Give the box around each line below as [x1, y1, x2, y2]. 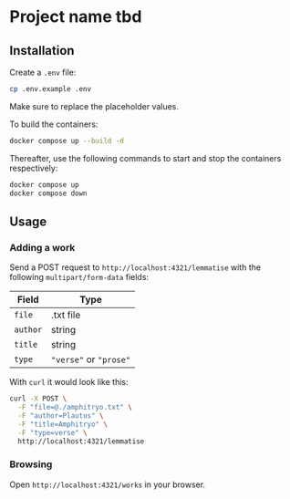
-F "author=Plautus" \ [17, 411, 104, 421]
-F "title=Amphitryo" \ [17, 420, 108, 429]
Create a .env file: [9, 67, 77, 78]
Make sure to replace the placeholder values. [9, 100, 180, 111]
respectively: [9, 162, 58, 173]
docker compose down [9, 189, 88, 198]
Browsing [9, 458, 53, 471]
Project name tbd [9, 6, 142, 27]
